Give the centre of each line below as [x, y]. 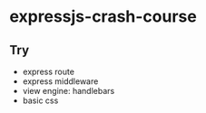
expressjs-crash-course [103, 17]
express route [49, 71]
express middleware [60, 81]
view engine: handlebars [69, 91]
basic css [40, 100]
